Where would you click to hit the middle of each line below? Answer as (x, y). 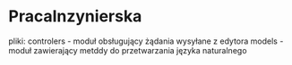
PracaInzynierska (75, 16)
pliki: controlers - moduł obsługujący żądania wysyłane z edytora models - (146, 41)
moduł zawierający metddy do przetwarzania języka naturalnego (128, 50)
